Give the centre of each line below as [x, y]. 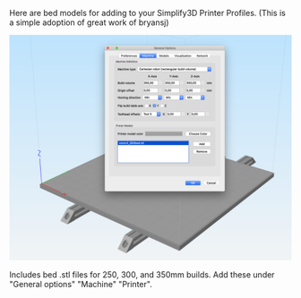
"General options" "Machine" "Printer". [81, 284]
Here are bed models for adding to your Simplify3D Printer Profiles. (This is [148, 13]
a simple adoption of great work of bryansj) [89, 22]
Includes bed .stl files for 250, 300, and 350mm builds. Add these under [142, 274]
